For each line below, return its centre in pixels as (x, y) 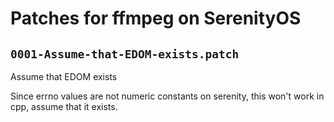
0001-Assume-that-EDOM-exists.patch (125, 54)
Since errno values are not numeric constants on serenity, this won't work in (167, 96)
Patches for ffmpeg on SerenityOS (156, 18)
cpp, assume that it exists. (64, 106)
